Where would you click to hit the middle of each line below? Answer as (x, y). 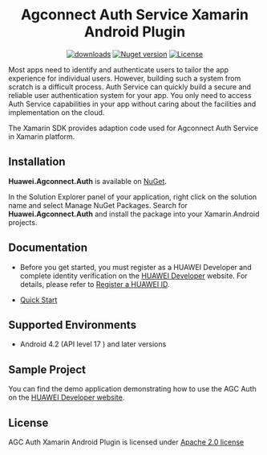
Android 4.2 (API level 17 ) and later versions (93, 344)
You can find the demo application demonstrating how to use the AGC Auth (132, 389)
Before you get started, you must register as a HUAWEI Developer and (136, 267)
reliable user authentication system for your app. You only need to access (130, 95)
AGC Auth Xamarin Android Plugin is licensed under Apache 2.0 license (126, 442)
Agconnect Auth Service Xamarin (135, 15)
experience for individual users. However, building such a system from (125, 78)
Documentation (48, 248)
